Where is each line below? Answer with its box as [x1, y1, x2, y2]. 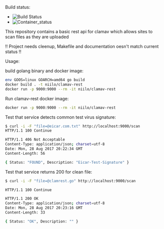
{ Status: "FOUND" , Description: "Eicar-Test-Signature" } [5, 160, 129, 165]
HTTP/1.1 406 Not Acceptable [5, 137, 65, 142]
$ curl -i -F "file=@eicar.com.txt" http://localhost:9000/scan [5, 124, 140, 129]
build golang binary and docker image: [5, 68, 84, 74]
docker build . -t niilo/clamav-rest [5, 82, 83, 87]
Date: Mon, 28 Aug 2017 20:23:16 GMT [5, 205, 83, 211]
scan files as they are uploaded [5, 34, 69, 40]
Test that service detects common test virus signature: [5, 114, 116, 120]
